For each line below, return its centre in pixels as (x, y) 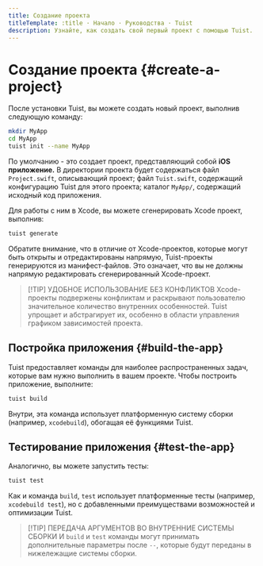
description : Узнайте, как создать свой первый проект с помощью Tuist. (131, 30)
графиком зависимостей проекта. (85, 323)
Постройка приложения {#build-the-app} (116, 348)
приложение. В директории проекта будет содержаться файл (114, 169)
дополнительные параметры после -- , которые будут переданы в (139, 545)
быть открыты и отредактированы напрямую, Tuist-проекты (111, 257)
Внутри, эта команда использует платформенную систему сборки (121, 414)
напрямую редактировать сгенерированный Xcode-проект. (110, 274)
